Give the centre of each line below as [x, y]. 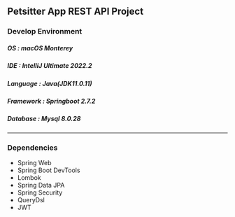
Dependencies [33, 148]
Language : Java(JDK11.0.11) [50, 83]
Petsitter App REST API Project [76, 12]
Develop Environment [45, 31]
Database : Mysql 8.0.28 [44, 119]
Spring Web [34, 163]
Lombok [29, 178]
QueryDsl [31, 200]
